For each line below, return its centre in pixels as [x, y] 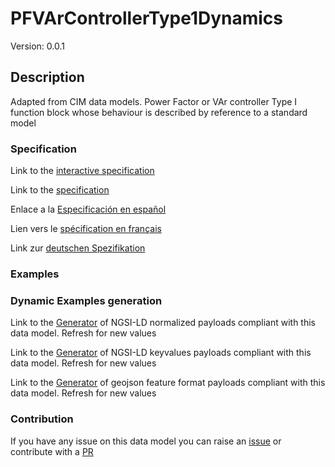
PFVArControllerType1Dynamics [147, 18]
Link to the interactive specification [82, 171]
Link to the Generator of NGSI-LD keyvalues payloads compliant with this [161, 353]
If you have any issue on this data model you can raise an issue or [146, 441]
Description [47, 77]
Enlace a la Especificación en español [88, 209]
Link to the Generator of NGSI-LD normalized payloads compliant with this [163, 323]
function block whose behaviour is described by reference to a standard [159, 112]
